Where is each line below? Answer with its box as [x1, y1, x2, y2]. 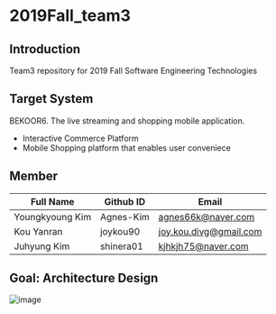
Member [9, 169, 59, 184]
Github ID [104, 195, 146, 208]
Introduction [9, 42, 81, 57]
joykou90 [99, 225, 141, 237]
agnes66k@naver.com [158, 210, 255, 223]
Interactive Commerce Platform [22, 133, 140, 143]
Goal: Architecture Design [9, 271, 159, 286]
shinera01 [99, 240, 144, 253]
